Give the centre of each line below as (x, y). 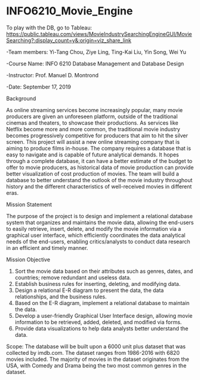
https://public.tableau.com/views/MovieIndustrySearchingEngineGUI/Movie (99, 34)
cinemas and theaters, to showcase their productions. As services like (93, 123)
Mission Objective (28, 260)
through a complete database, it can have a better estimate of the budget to (99, 161)
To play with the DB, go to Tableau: (49, 28)
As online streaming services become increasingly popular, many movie (95, 110)
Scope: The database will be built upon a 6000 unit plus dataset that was (96, 346)
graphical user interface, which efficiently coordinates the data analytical (96, 235)
